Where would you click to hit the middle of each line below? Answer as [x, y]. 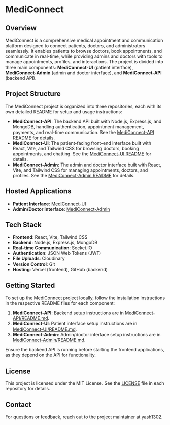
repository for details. [28, 389]
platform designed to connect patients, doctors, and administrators [75, 46]
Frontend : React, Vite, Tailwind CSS [50, 237]
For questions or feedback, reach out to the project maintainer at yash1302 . [84, 417]
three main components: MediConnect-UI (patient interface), [69, 67]
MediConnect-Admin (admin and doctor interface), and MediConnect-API [83, 73]
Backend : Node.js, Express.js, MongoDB [55, 243]
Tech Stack [23, 225]
